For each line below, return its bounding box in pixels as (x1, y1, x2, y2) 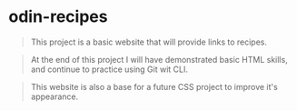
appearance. (30, 91, 79, 102)
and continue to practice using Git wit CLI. (30, 64, 188, 75)
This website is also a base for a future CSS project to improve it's (30, 81, 278, 92)
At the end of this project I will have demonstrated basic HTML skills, (30, 54, 288, 65)
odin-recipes (8, 6, 108, 27)
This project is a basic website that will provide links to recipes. (30, 36, 268, 47)
